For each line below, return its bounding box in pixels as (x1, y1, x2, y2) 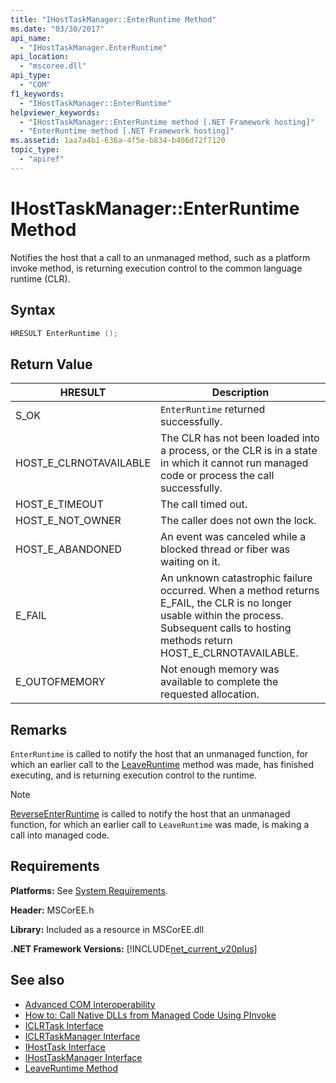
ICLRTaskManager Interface (24, 1030, 141, 1042)
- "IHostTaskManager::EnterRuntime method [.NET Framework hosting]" (19, 117, 315, 127)
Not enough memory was (160, 662, 280, 676)
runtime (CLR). (10, 272, 71, 285)
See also (10, 972, 65, 989)
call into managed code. (10, 829, 110, 841)
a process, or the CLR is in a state (160, 444, 318, 458)
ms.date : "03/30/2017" (10, 24, 105, 34)
